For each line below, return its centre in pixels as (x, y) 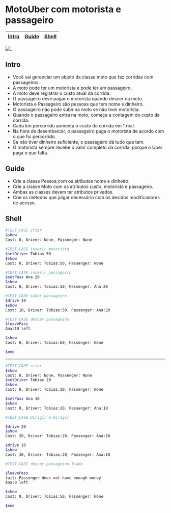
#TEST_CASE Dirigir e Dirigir (37, 417)
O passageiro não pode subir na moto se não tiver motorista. (76, 109)
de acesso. (24, 203)
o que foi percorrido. (34, 137)
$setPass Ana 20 (22, 277)
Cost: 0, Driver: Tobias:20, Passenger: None (54, 390)
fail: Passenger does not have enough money (53, 478)
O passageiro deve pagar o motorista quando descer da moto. (78, 98)
